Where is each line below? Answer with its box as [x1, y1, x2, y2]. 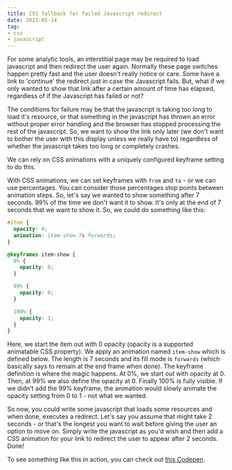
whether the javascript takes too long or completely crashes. [7, 142, 180, 150]
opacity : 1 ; [19, 315, 54, 322]
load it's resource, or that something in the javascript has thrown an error [7, 112, 216, 121]
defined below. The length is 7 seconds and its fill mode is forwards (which [7, 355, 220, 363]
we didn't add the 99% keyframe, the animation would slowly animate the [7, 384, 217, 392]
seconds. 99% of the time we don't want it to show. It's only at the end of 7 [7, 198, 222, 207]
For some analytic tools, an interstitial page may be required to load [7, 55, 199, 63]
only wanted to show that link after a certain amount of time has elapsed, [7, 85, 215, 93]
